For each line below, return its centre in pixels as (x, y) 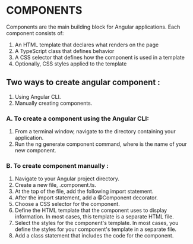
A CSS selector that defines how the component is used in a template (100, 57)
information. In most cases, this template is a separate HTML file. (94, 217)
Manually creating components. (53, 103)
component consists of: (35, 33)
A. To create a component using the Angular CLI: (78, 118)
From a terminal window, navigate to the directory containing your (95, 132)
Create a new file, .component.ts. (56, 185)
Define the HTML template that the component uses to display (91, 210)
